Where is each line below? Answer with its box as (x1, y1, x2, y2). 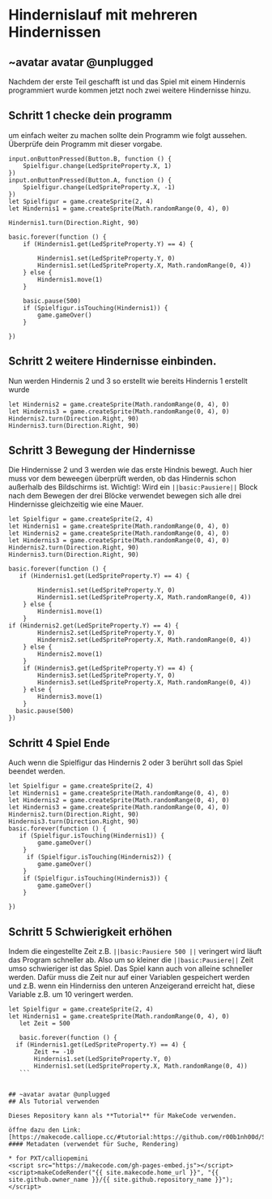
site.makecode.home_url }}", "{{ (106, 1169, 219, 1177)
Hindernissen (8, 23, 101, 41)
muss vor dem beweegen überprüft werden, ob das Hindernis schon (8, 473, 236, 484)
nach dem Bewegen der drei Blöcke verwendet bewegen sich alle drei (8, 491, 241, 501)
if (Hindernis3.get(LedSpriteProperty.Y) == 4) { (23, 664, 194, 673)
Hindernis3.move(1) (37, 692, 104, 701)
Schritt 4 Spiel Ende (8, 736, 111, 750)
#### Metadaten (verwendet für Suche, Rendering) (8, 1141, 180, 1149)
